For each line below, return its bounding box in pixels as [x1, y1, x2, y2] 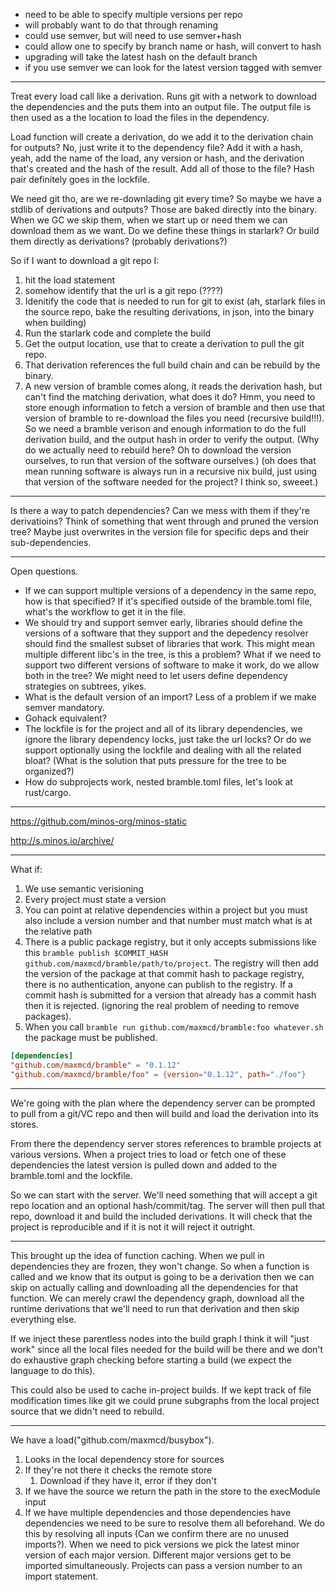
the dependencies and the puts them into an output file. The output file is [10, 101, 312, 113]
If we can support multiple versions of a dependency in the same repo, [24, 585, 317, 596]
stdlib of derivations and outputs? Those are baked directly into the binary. [10, 204, 318, 215]
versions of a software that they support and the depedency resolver [24, 627, 309, 639]
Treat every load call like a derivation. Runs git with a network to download [10, 90, 318, 102]
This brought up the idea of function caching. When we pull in [10, 1249, 265, 1261]
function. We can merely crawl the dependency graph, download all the [10, 1292, 305, 1304]
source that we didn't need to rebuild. [10, 1405, 165, 1417]
